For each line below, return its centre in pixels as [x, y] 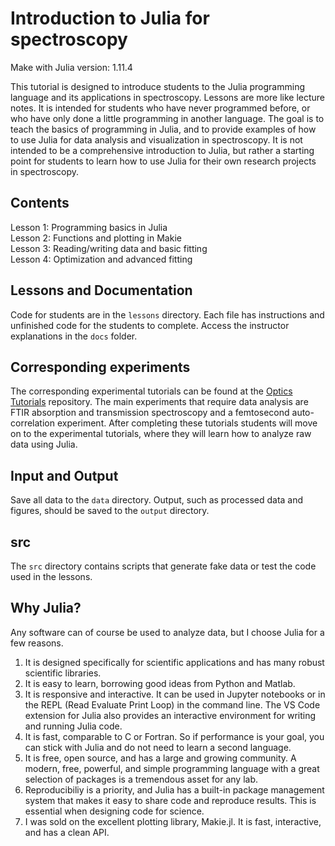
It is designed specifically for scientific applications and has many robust [174, 662]
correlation [32, 423]
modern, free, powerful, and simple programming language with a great [172, 768]
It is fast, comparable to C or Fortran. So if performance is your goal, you [174, 736]
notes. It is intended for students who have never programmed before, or [160, 108]
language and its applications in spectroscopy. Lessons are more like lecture [168, 97]
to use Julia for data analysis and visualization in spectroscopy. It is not [156, 139]
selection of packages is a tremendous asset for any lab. [141, 779]
